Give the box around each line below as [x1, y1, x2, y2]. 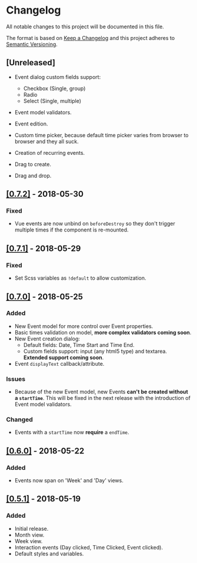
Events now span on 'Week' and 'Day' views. [14, 477, 123, 484]
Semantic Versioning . [6, 41, 58, 48]
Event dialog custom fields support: [14, 73, 101, 80]
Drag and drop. [14, 172, 52, 179]
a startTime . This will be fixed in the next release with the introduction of [14, 395, 191, 402]
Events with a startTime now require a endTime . [14, 429, 129, 436]
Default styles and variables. [14, 550, 84, 557]
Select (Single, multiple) [23, 97, 81, 104]
